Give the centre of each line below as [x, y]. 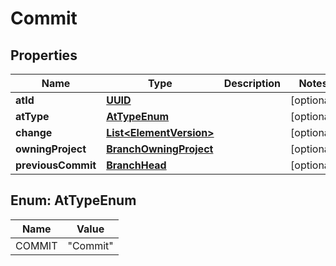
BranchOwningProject [160, 149]
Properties [44, 55]
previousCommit [56, 165]
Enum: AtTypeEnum [73, 200]
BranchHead [136, 165]
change [34, 132]
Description [252, 83]
